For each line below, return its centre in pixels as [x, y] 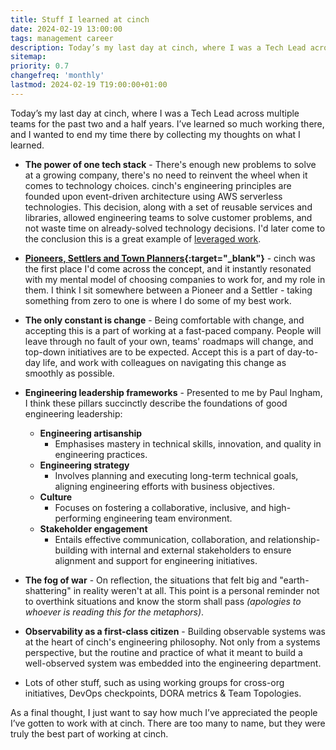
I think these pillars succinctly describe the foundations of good [156, 403]
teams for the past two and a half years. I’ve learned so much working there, [167, 123]
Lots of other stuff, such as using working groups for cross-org [154, 682]
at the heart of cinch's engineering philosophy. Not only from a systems [172, 642]
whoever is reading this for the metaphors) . [114, 612]
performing [78, 518]
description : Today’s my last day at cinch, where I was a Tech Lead [158, 47]
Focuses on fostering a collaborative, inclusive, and [160, 507]
